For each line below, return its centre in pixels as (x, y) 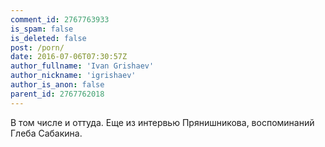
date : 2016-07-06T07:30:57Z (69, 57)
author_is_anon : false (57, 85)
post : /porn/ (37, 47)
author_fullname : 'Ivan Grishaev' (82, 66)
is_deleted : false (48, 38)
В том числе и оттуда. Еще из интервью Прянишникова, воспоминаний (162, 122)
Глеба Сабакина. (46, 133)
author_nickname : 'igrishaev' (73, 76)
